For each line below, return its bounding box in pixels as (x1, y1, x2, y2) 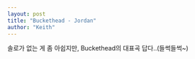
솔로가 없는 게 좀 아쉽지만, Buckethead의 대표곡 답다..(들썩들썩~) (7, 44, 189, 53)
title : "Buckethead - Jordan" (7, 17, 97, 24)
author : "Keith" (7, 23, 55, 31)
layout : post (7, 10, 46, 18)
